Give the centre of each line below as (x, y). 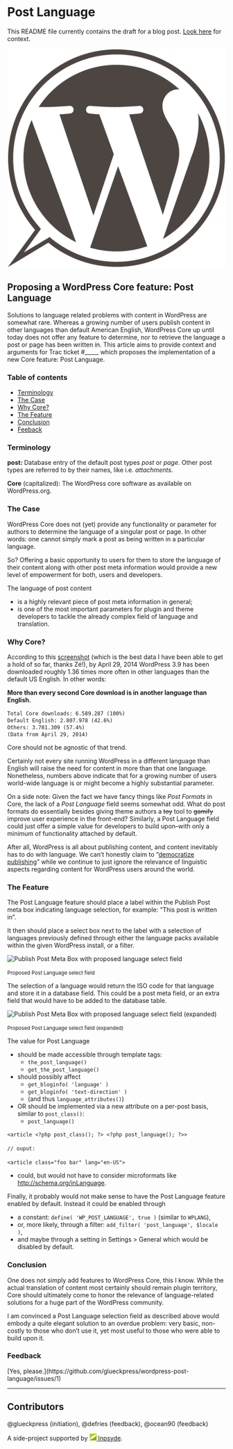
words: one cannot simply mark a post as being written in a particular (106, 539)
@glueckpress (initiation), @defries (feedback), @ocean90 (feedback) (108, 1423)
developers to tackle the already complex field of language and (107, 616)
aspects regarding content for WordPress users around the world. (101, 869)
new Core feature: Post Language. (56, 359)
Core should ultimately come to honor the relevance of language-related (110, 1294)
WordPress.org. (29, 491)
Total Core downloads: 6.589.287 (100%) (67, 713)
